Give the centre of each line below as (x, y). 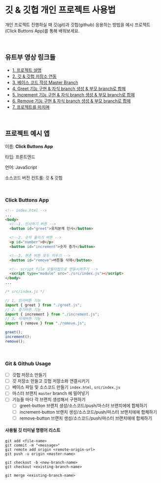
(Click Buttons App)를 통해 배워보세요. (42, 30)
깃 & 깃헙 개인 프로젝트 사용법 (60, 10)
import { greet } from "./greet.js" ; (44, 305)
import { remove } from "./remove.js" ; (46, 323)
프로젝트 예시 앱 (27, 134)
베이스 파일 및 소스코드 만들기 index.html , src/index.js (66, 387)
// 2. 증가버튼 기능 (23, 310)
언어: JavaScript (21, 167)
